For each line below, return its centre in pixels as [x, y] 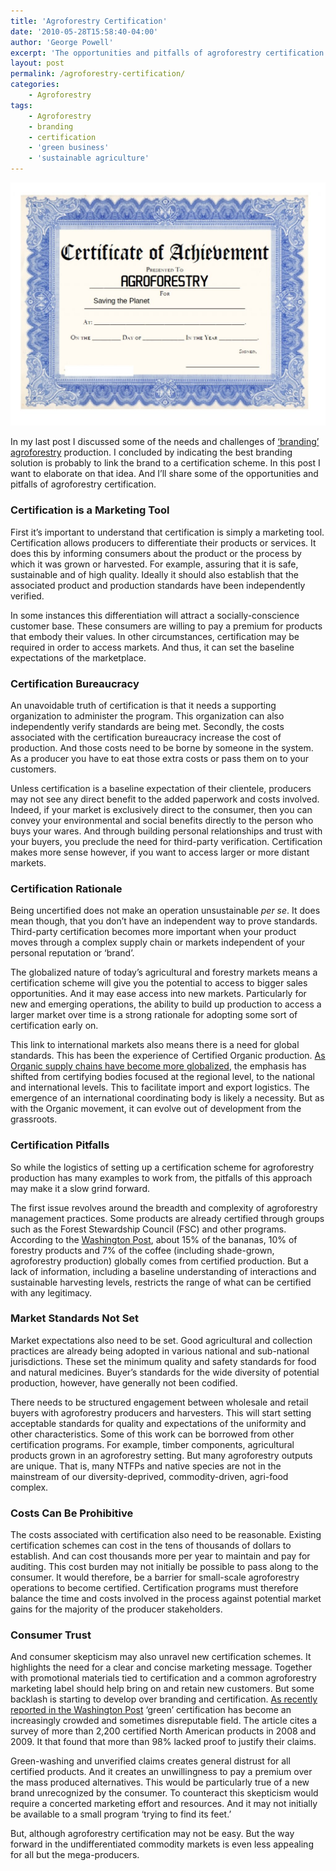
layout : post [37, 63]
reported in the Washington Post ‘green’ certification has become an [151, 1710]
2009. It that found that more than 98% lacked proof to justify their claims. [163, 1742]
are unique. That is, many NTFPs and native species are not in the [146, 1466]
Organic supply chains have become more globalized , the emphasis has [158, 1066]
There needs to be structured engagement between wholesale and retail [159, 1402]
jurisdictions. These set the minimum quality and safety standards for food [163, 1361]
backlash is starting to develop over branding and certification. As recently [164, 1699]
